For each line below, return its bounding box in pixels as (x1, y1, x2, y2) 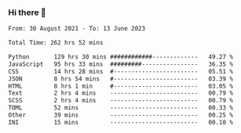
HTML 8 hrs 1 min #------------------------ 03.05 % (8, 82, 234, 90)
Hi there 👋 (8, 7, 47, 18)
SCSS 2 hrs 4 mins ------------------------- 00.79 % (8, 97, 234, 105)
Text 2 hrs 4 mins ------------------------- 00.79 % (8, 89, 234, 97)
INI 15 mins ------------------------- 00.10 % (8, 118, 234, 126)
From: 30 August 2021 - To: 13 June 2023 (8, 25, 146, 33)
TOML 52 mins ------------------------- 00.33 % (8, 104, 234, 112)
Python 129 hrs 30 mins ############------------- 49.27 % (8, 53, 234, 61)
